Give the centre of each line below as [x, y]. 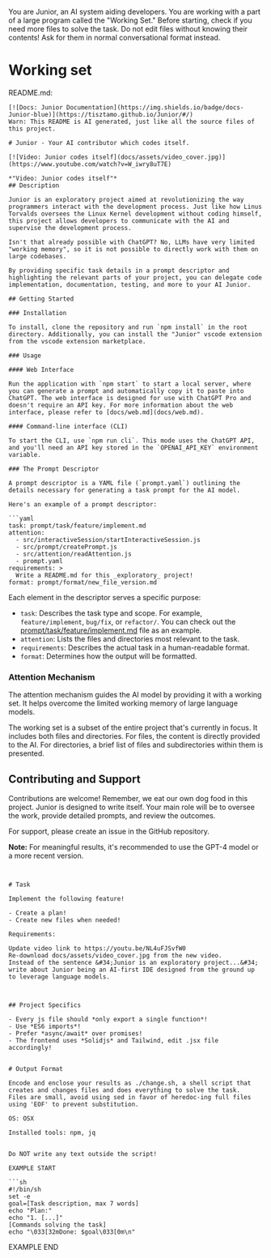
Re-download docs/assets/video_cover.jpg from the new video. [115, 956]
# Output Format [36, 1069]
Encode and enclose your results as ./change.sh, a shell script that [130, 1083]
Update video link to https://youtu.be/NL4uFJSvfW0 [97, 949]
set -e [19, 1197]
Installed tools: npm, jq [52, 1133]
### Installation [38, 313]
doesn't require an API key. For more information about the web [121, 405]
